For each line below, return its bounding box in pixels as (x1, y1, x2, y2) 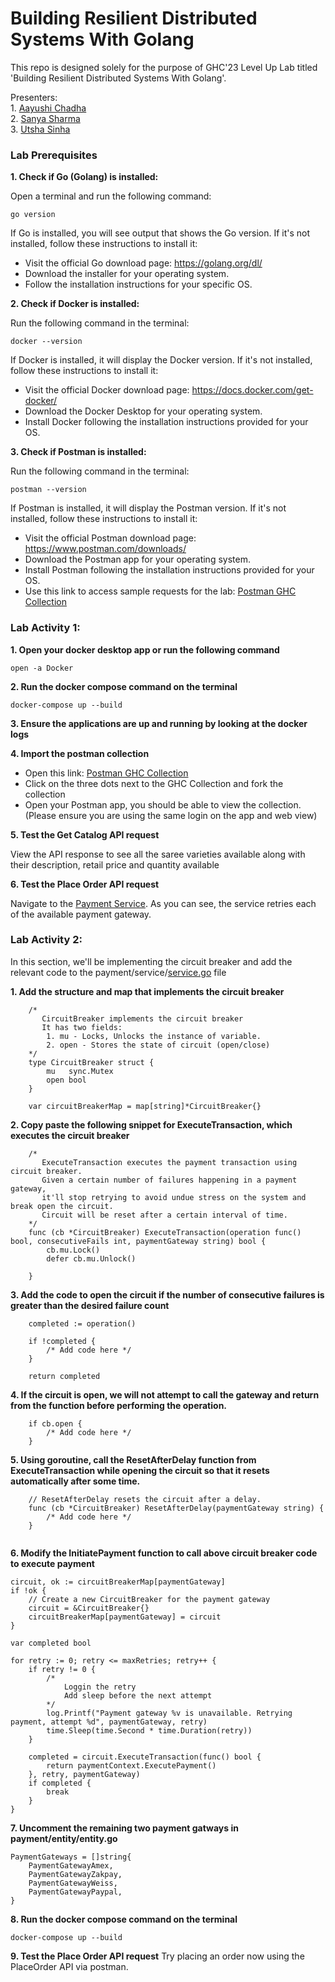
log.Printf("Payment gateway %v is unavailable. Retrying (46, 1708, 293, 1718)
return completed (28, 1371, 101, 1381)
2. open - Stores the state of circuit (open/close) (46, 1040, 271, 1050)
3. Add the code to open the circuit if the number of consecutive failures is (10, 1288, 325, 1301)
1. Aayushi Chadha (10, 102, 87, 114)
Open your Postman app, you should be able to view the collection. (24, 798, 302, 811)
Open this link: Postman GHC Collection (24, 767, 189, 779)
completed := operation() (28, 1318, 137, 1329)
